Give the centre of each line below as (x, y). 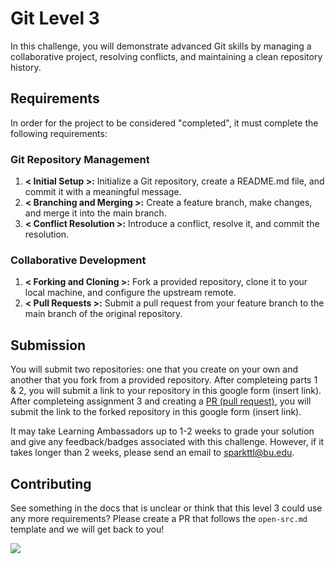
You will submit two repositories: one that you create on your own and (154, 369)
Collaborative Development (78, 260)
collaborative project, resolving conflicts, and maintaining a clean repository (166, 56)
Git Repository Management (80, 159)
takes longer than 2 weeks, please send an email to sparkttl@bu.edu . (152, 453)
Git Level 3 (55, 18)
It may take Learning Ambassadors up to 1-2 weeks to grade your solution (162, 431)
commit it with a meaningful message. (103, 192)
